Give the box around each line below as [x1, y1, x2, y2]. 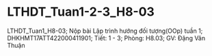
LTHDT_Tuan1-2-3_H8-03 [7, 4, 155, 20]
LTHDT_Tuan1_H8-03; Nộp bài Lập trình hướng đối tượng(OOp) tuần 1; [7, 27, 203, 35]
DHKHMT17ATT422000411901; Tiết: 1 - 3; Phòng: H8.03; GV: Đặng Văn [7, 33, 206, 42]
